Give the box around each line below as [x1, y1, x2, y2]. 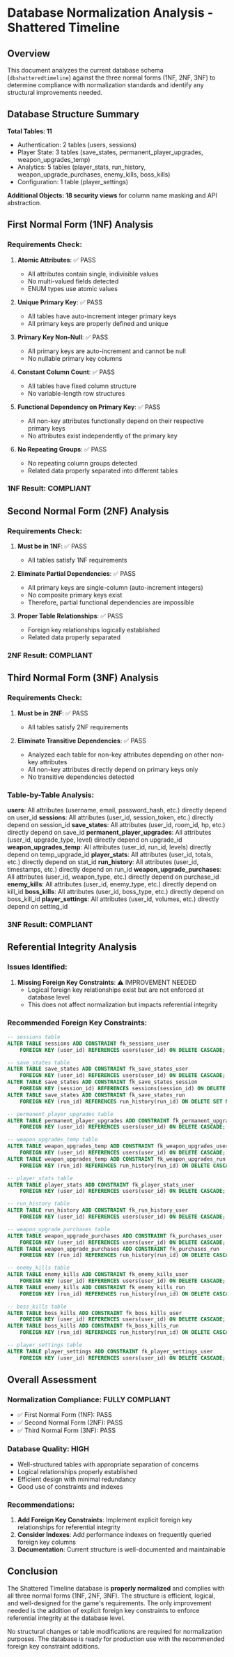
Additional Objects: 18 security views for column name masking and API [7, 191, 218, 200]
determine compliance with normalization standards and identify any [7, 81, 204, 89]
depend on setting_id [7, 902, 68, 911]
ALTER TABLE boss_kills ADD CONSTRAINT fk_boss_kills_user [7, 1309, 182, 1316]
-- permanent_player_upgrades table [7, 1110, 114, 1117]
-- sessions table [7, 1033, 61, 1041]
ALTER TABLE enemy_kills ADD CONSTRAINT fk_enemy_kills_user [7, 1271, 189, 1278]
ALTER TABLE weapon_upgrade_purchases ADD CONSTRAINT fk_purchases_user [7, 1232, 223, 1240]
